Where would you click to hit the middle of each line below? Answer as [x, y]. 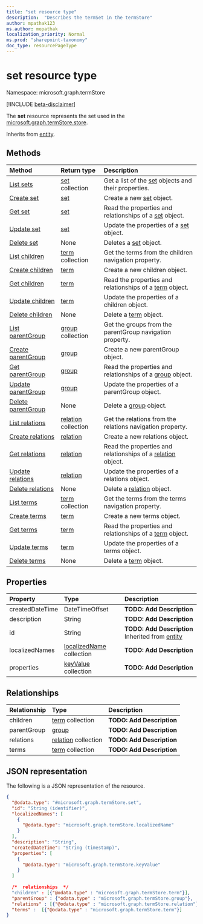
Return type [78, 170]
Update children [32, 301]
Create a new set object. [138, 198]
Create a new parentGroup [141, 349]
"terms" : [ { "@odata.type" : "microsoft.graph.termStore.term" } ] [97, 909]
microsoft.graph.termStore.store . [47, 122]
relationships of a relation [140, 454]
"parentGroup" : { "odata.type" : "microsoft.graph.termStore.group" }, [102, 898]
